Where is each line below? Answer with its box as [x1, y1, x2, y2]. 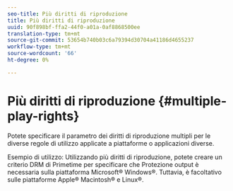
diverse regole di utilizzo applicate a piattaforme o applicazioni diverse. [7, 139, 215, 147]
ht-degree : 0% [7, 57, 49, 64]
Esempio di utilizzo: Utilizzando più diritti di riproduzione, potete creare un [7, 153, 222, 161]
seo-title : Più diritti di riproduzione [7, 10, 129, 18]
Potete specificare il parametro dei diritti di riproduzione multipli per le [7, 132, 211, 140]
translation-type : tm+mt [7, 30, 80, 37]
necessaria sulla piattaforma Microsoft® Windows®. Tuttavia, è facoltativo [7, 168, 222, 176]
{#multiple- [157, 93, 227, 109]
